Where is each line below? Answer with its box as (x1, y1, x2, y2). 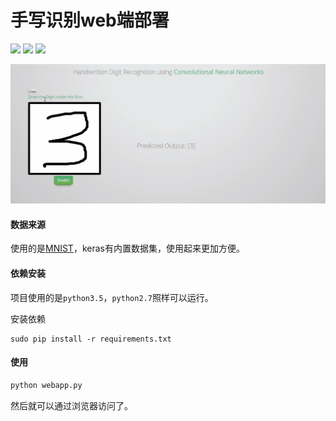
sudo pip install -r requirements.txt (10, 334, 172, 344)
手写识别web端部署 (10, 9, 170, 32)
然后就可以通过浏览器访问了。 (10, 399, 133, 411)
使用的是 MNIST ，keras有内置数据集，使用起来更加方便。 (10, 242, 245, 255)
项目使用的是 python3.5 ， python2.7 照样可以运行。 (10, 291, 214, 303)
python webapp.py (10, 380, 83, 390)
